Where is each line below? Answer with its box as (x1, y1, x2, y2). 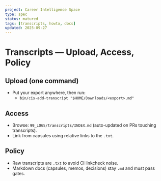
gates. (12, 170, 26, 176)
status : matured (5, 16, 38, 21)
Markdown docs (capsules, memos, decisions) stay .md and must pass (12, 165, 155, 171)
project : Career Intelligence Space (5, 7, 80, 12)
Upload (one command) (5, 77, 79, 85)
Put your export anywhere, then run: (12, 90, 86, 96)
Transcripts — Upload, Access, (5, 47, 134, 58)
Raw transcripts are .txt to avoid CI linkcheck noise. (12, 160, 119, 166)
